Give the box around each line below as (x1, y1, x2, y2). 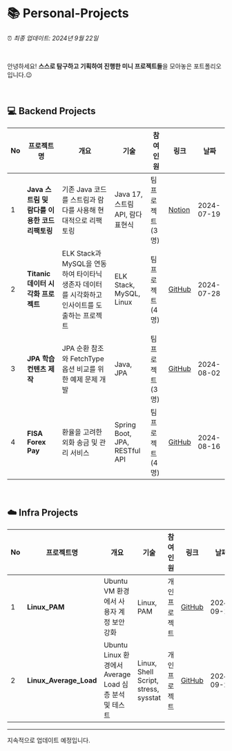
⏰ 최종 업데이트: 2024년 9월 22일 (7, 34, 99, 42)
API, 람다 (114, 209, 143, 219)
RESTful (114, 446, 141, 455)
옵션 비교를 (61, 364, 96, 374)
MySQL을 (61, 258, 93, 268)
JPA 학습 (27, 354, 55, 363)
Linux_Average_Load (27, 675, 97, 685)
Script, (137, 675, 159, 685)
